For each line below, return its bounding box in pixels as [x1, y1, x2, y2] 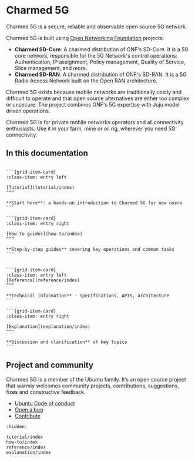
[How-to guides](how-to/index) [6, 231, 83, 237]
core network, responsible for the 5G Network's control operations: [14, 52, 178, 59]
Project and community [6, 360, 94, 370]
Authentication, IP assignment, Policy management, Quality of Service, [14, 58, 186, 65]
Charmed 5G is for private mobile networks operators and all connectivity [6, 118, 184, 125]
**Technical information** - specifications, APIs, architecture [6, 293, 169, 299]
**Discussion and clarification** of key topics [6, 339, 127, 345]
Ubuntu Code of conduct [14, 400, 75, 407]
